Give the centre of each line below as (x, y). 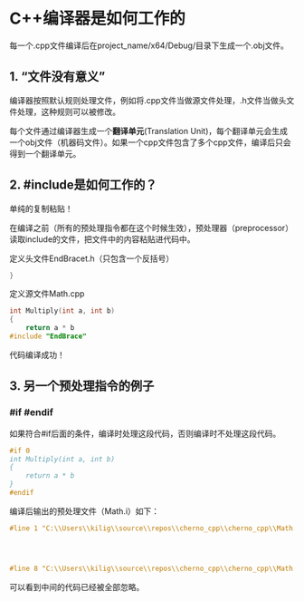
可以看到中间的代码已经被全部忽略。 (77, 586)
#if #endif (32, 412)
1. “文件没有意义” (57, 77)
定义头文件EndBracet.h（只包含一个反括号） (92, 258)
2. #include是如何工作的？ (83, 185)
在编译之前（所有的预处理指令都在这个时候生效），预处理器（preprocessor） (152, 228)
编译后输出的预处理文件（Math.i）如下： (85, 511)
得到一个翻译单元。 (45, 153)
